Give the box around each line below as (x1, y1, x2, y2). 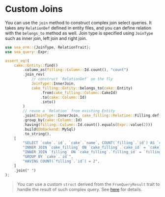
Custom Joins (5, 3, 63, 15)
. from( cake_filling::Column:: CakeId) (40, 90, 118, 95)
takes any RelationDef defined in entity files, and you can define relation (5, 25, 152, 30)
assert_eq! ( (5, 58, 29, 63)
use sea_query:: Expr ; (5, 49, 50, 55)
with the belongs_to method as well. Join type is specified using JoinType (5, 30, 153, 36)
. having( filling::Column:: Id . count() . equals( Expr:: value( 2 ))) (23, 122, 153, 127)
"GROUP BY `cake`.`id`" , (23, 154, 74, 159)
